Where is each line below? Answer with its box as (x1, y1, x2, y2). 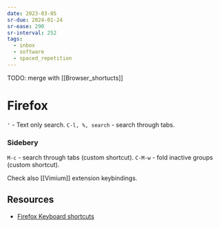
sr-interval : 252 (7, 29, 57, 36)
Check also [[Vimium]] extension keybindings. (7, 173, 137, 182)
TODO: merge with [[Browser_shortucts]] (7, 74, 124, 82)
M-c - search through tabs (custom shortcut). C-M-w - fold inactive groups (7, 153, 213, 162)
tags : (7, 36, 23, 43)
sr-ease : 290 (7, 23, 45, 30)
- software (13, 49, 45, 56)
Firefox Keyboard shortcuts (16, 212, 95, 220)
